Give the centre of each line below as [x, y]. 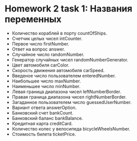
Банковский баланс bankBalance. [47, 118]
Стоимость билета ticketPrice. [44, 134]
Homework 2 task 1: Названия [68, 9]
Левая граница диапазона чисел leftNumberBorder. [66, 91]
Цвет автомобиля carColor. [40, 65]
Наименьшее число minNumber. [46, 86]
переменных [33, 19]
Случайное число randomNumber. [48, 54]
